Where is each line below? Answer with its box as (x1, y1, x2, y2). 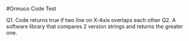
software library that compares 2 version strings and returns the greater (6, 23, 184, 30)
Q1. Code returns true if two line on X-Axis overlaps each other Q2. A (6, 17, 176, 23)
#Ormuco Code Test (6, 5, 57, 12)
